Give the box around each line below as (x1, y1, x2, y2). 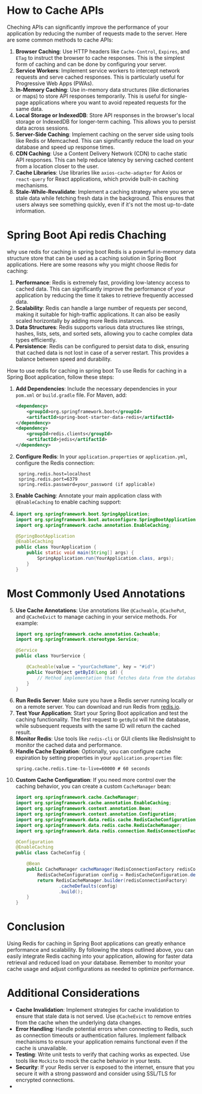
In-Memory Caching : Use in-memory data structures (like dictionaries (15, 86, 189, 93)
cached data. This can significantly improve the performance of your (15, 285, 186, 292)
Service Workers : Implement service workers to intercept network (15, 67, 180, 74)
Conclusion (7, 920, 65, 934)
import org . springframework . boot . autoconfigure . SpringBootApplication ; (15, 517, 198, 523)
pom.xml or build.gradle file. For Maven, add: (15, 391, 128, 398)
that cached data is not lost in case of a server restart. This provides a (15, 349, 189, 356)
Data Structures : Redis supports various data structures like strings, (15, 323, 185, 331)
